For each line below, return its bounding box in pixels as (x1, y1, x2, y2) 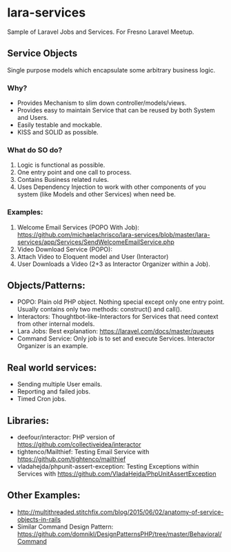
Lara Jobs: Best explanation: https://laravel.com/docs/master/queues (17, 327, 214, 336)
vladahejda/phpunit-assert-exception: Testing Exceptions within (17, 462, 199, 471)
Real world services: (7, 362, 97, 374)
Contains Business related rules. (17, 176, 109, 184)
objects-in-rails (17, 515, 61, 523)
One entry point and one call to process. (17, 168, 132, 176)
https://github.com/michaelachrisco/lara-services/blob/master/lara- (17, 230, 210, 238)
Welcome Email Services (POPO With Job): (17, 223, 140, 232)
